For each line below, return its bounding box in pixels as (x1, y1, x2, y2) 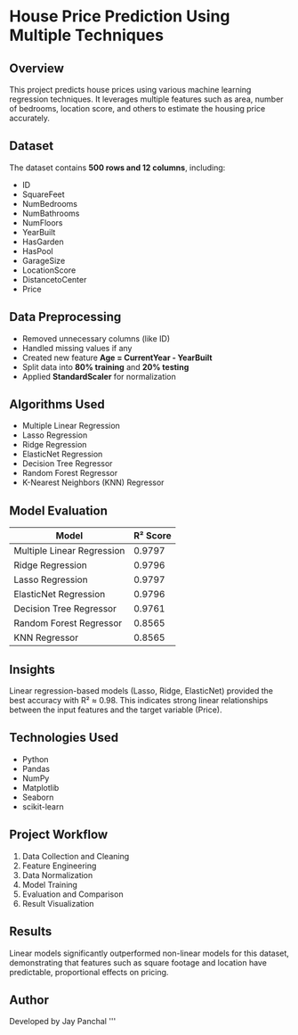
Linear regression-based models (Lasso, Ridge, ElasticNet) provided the (9, 686, 274, 696)
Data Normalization (21, 869, 93, 880)
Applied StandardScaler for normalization (21, 371, 176, 382)
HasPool (21, 245, 53, 256)
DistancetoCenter (21, 274, 87, 284)
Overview (9, 61, 65, 76)
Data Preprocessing (9, 309, 122, 324)
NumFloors (21, 217, 63, 228)
